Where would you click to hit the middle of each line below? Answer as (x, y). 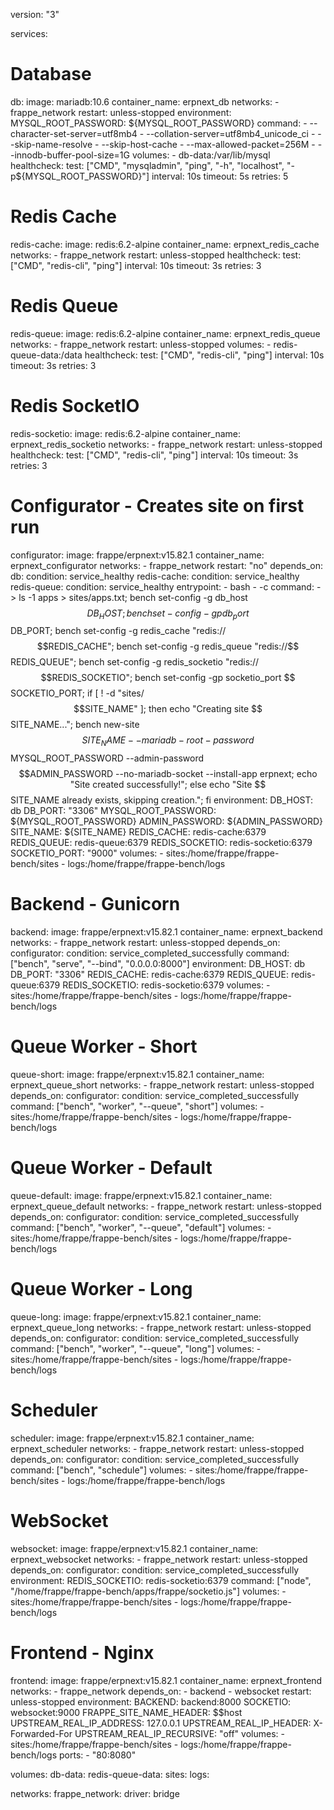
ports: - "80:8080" (98, 1755)
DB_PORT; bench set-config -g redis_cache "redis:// (118, 631)
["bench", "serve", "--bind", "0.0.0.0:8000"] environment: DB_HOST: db (158, 964)
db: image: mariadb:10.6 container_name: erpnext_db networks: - (145, 101)
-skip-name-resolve (51, 144)
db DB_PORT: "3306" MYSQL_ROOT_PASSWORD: (113, 811)
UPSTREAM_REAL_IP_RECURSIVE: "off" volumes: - (179, 1733)
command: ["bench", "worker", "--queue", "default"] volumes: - (141, 1228)
